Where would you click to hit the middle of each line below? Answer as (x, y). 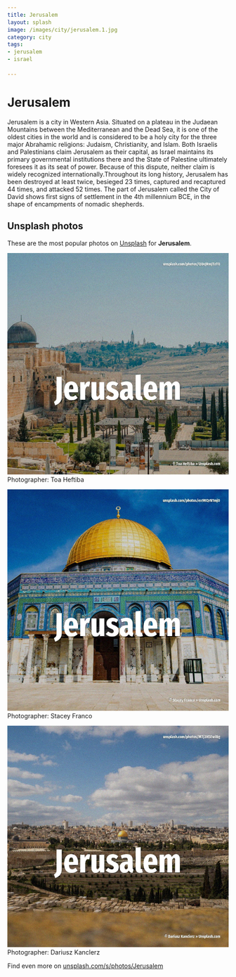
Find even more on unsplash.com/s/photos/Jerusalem (85, 966)
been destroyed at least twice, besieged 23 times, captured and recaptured (117, 181)
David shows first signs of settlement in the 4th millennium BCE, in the (109, 196)
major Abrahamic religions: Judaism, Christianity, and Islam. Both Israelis (112, 144)
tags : (15, 45)
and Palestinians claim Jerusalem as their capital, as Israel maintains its (111, 152)
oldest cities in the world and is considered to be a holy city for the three (112, 136)
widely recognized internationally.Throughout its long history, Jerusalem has (118, 174)
